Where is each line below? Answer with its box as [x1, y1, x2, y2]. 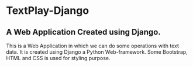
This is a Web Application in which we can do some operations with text [6, 42, 180, 49]
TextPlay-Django [6, 4, 89, 17]
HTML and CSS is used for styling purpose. [6, 55, 111, 61]
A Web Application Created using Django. [6, 27, 161, 37]
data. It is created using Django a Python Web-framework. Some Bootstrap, [6, 49, 188, 55]
